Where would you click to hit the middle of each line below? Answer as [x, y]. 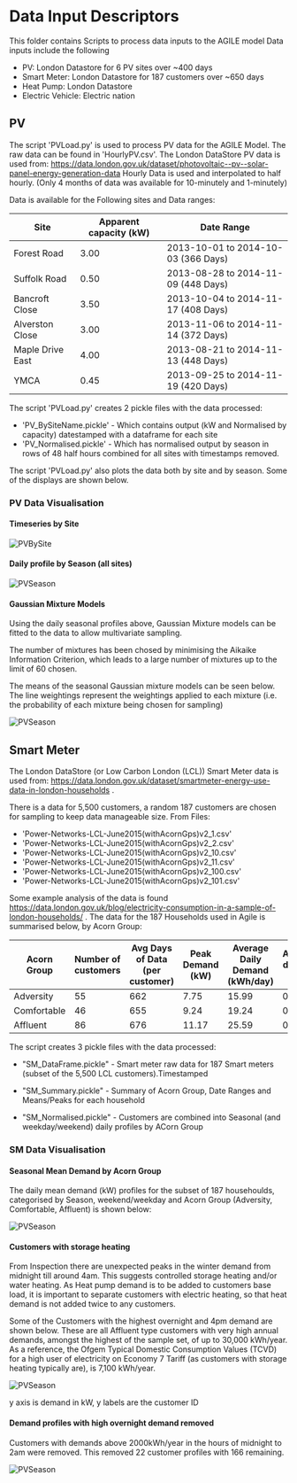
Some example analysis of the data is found [89, 898]
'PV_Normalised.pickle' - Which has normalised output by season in [145, 444]
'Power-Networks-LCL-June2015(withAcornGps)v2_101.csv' [131, 881]
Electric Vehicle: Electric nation [78, 96]
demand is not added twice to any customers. [93, 1304]
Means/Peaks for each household [84, 1100]
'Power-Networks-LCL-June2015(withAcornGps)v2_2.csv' [128, 843]
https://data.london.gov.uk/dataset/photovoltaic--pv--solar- [160, 163]
